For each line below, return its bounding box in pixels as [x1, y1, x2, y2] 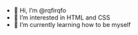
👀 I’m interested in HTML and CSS [13, 13, 110, 22]
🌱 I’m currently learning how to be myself [13, 21, 131, 28]
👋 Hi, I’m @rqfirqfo [13, 7, 67, 14]
